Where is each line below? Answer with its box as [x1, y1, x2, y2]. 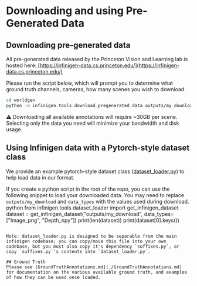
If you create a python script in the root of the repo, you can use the [6, 185, 170, 192]
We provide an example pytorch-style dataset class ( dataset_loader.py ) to [6, 168, 185, 175]
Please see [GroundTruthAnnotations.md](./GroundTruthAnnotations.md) [6, 264, 182, 270]
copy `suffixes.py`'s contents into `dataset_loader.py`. [6, 248, 151, 254]
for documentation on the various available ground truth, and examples [6, 269, 188, 275]
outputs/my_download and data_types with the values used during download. [6, 198, 189, 205]
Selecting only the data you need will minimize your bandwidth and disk [6, 119, 179, 127]
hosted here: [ [6, 62, 40, 69]
